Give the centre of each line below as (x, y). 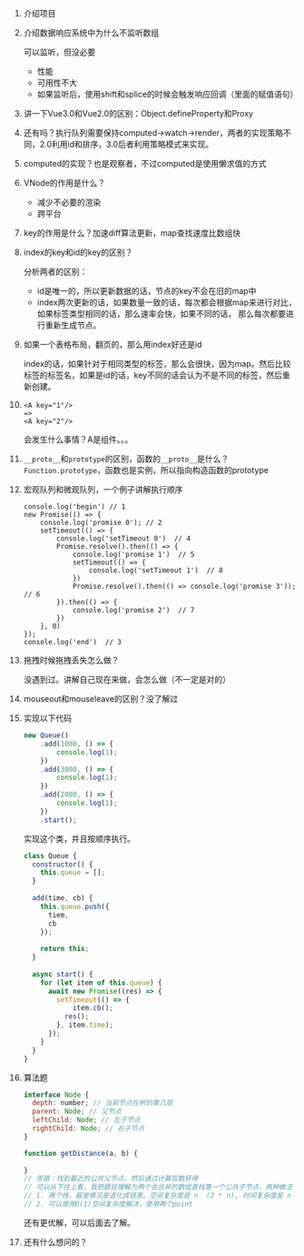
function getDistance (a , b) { (81, 1153)
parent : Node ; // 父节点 (77, 1112)
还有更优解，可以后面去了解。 (79, 1222)
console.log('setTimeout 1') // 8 (156, 571)
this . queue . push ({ (75, 907)
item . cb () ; (93, 1008)
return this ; (65, 949)
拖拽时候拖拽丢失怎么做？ (71, 660)
